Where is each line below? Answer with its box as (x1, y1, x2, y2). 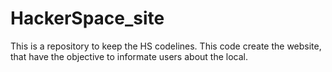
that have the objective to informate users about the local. (10, 50, 248, 62)
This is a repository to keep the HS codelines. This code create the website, (10, 40, 322, 52)
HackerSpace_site (10, 7, 165, 30)
